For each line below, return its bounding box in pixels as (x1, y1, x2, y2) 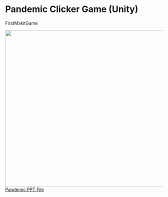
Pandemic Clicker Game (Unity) (5, 4, 138, 15)
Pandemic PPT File (5, 186, 44, 192)
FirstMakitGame (5, 20, 38, 26)
